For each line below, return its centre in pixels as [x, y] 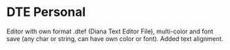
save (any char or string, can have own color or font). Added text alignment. [115, 38]
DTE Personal [46, 12]
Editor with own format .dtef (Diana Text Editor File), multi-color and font [110, 31]
